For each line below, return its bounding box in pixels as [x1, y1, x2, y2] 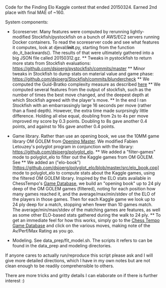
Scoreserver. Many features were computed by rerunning [12, 29, 129, 34]
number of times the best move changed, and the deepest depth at [12, 92, 149, 98]
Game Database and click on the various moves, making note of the [12, 223, 151, 229]
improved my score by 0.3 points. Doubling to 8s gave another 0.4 [12, 118, 147, 124]
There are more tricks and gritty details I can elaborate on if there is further [5, 273, 158, 278]
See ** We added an [12, 160, 54, 165]
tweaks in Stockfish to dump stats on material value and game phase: [12, 71, 154, 76]
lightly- [130, 29, 145, 34]
